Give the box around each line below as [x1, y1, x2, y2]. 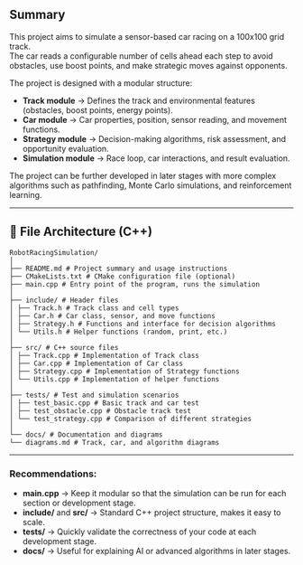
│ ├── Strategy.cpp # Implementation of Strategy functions [9, 366, 241, 376]
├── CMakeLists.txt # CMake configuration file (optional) [9, 271, 236, 281]
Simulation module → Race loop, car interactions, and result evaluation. [22, 153, 290, 164]
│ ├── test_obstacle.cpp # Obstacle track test [9, 406, 192, 415]
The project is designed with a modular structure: [9, 77, 193, 89]
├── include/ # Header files [9, 296, 119, 305]
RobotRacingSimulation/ [9, 248, 99, 257]
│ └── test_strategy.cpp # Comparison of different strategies [9, 414, 252, 423]
